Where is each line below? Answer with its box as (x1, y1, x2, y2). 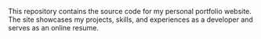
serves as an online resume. (8, 23, 100, 32)
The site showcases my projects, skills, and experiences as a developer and (8, 15, 253, 24)
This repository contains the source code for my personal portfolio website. (8, 7, 252, 16)
